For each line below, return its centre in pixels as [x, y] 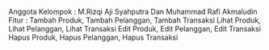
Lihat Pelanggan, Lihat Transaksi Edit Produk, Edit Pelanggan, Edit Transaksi [134, 29]
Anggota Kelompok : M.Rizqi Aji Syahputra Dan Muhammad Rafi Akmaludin [133, 12]
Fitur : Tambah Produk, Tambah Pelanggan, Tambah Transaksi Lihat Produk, [134, 20]
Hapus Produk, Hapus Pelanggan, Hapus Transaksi [93, 37]
